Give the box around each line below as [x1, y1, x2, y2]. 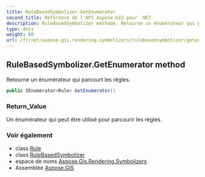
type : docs [6, 26, 34, 32]
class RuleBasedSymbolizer [15, 151, 85, 159]
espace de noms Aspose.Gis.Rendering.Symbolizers [15, 158, 148, 165]
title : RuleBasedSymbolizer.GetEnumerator [6, 9, 116, 15]
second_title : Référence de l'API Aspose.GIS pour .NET [6, 15, 151, 21]
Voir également [6, 131, 53, 139]
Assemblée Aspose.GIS [15, 164, 74, 172]
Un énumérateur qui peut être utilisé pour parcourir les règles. [6, 116, 162, 123]
